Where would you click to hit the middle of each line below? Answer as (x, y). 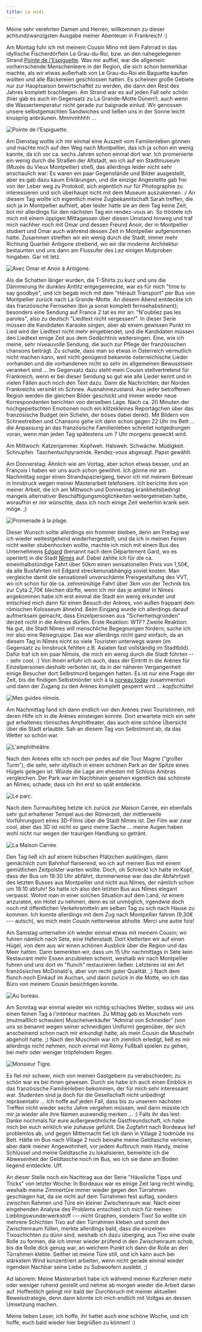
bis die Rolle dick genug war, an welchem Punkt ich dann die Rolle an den (97, 1247)
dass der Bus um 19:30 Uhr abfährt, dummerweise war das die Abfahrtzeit (98, 876)
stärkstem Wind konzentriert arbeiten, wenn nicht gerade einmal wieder (95, 1260)
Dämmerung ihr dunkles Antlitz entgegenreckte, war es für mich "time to (96, 286)
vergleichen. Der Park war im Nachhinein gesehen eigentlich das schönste (99, 778)
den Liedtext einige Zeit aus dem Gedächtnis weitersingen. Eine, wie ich (95, 338)
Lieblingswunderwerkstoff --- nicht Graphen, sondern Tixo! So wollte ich (96, 1215)
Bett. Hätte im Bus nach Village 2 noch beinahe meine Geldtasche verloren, (99, 1139)
